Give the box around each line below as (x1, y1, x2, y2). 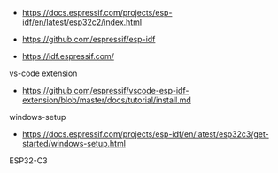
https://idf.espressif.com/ (21, 51, 115, 61)
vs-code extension (9, 68, 78, 79)
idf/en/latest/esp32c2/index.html (21, 17, 143, 27)
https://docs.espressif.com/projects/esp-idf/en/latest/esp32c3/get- (21, 129, 269, 139)
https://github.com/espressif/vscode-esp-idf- (21, 86, 189, 95)
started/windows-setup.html (21, 139, 127, 148)
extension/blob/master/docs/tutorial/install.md (21, 94, 192, 105)
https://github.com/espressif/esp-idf (21, 34, 156, 44)
